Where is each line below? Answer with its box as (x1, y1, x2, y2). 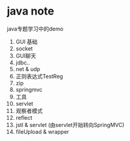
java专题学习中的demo (7, 25, 64, 32)
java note (7, 4, 55, 18)
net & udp (15, 65, 41, 72)
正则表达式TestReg (15, 72, 63, 80)
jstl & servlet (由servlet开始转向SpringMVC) (15, 121, 125, 128)
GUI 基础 (15, 38, 38, 45)
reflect (15, 114, 33, 121)
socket (15, 44, 33, 52)
